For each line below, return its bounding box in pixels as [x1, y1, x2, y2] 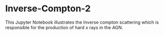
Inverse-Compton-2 [5, 3, 91, 14]
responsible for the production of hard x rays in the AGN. [5, 24, 124, 30]
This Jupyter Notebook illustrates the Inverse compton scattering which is [5, 19, 159, 25]
